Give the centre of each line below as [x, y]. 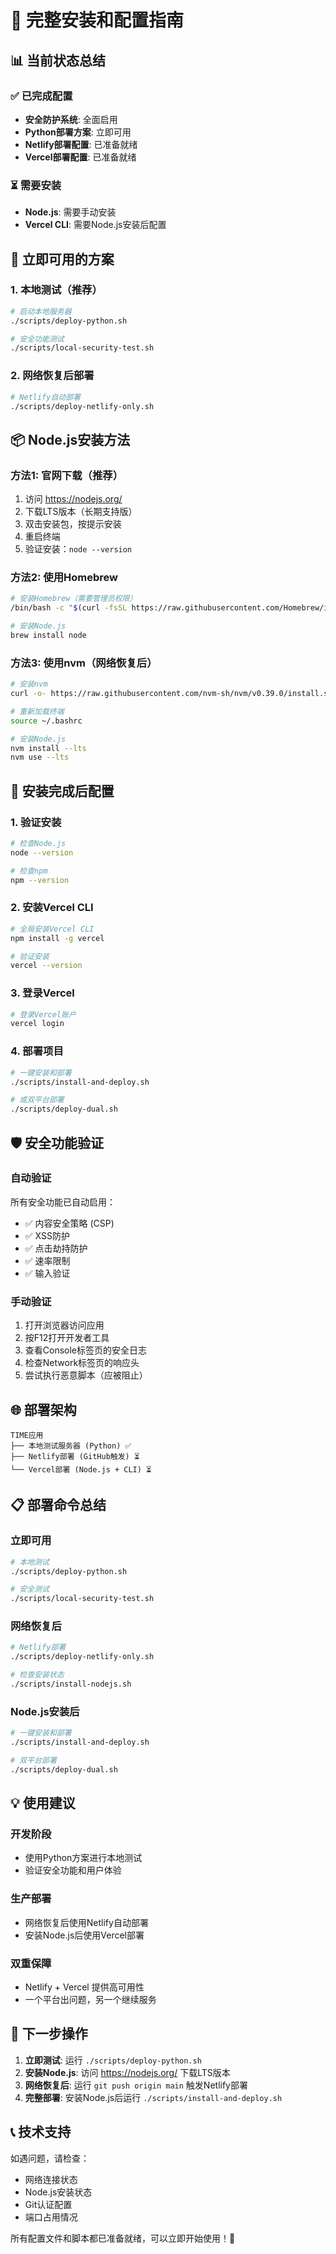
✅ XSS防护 [47, 1235]
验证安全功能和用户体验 [73, 1870]
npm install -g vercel [57, 938]
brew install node [48, 636]
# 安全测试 [30, 1589]
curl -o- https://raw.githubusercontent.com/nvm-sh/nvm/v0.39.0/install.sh [171, 694]
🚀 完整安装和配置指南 [97, 20]
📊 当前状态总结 [58, 60]
